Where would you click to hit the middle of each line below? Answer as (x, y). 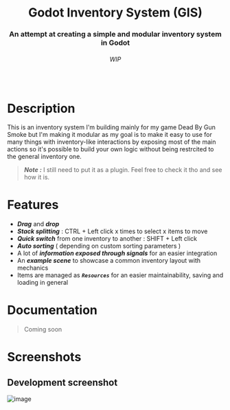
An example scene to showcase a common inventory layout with (109, 261)
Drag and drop (38, 224)
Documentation (53, 310)
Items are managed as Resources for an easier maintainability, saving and (120, 275)
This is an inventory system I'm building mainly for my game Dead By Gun (112, 127)
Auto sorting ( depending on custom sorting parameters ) (99, 246)
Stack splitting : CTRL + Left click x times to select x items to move (112, 231)
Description (41, 108)
